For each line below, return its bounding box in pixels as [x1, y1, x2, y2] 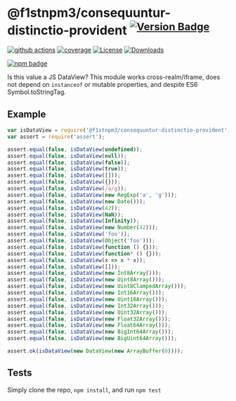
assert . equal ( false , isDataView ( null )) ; [7, 152, 128, 159]
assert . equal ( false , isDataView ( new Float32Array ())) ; [7, 315, 171, 322]
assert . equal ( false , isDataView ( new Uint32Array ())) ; [7, 308, 169, 316]
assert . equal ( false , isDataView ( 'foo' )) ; [7, 231, 131, 238]
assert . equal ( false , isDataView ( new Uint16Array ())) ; [7, 296, 169, 303]
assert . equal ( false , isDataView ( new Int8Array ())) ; [7, 270, 162, 277]
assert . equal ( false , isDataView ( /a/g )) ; [7, 185, 128, 192]
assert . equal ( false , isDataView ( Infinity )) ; [7, 217, 140, 225]
